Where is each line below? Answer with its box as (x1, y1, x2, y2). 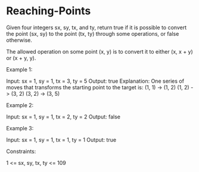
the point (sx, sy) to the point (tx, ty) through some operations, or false (6, 30, 179, 37)
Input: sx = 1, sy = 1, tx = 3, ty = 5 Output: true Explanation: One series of (6, 77, 185, 85)
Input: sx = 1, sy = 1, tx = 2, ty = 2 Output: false (6, 113, 121, 120)
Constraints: (6, 148, 36, 155)
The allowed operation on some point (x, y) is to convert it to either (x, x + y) (6, 48, 194, 55)
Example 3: (6, 124, 34, 132)
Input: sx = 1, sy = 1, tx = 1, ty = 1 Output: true (6, 136, 117, 143)
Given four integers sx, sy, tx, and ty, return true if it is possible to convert (6, 24, 186, 31)
